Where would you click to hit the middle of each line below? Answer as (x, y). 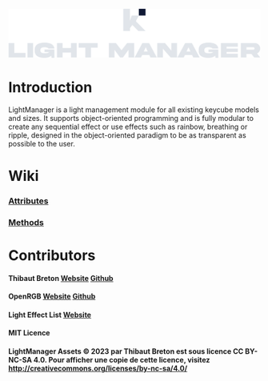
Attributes (28, 201)
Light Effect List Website (50, 315)
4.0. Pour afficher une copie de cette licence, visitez (122, 360)
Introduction (50, 88)
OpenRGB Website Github (52, 296)
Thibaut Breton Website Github (61, 278)
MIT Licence (29, 333)
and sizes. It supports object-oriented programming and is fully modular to (131, 118)
